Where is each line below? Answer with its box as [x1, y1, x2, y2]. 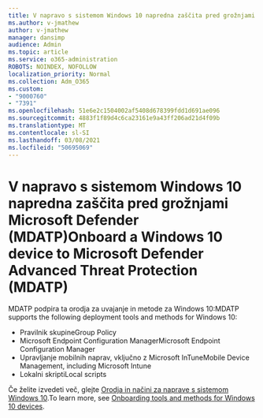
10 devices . [8, 401, 45, 411]
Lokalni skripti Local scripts [19, 370, 107, 379]
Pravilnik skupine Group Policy [19, 328, 117, 338]
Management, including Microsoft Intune [19, 361, 152, 371]
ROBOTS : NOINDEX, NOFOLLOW [8, 63, 97, 71]
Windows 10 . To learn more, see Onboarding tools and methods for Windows [8, 394, 256, 403]
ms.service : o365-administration [8, 56, 118, 64]
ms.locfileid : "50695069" [8, 144, 93, 151]
